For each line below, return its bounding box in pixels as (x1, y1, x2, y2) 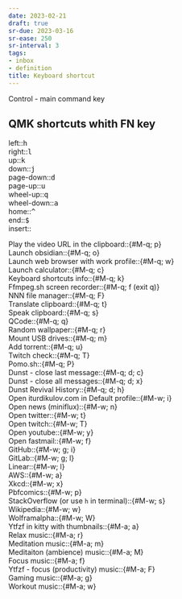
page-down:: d (8, 172, 56, 182)
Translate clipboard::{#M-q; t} (8, 299, 108, 309)
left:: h (8, 138, 28, 148)
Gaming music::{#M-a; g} (8, 573, 93, 583)
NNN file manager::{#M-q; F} (8, 291, 105, 300)
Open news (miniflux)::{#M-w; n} (8, 402, 118, 411)
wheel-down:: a (8, 198, 59, 208)
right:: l (8, 147, 32, 157)
